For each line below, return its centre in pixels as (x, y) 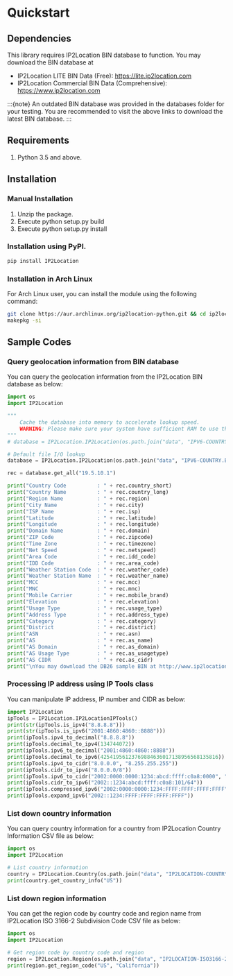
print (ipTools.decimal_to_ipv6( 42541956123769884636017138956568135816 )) (116, 757)
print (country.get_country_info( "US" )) (65, 880)
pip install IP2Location (43, 261)
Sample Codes (39, 342)
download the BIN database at (50, 62)
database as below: (35, 384)
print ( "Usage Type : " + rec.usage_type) (85, 608)
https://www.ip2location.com (59, 91)
